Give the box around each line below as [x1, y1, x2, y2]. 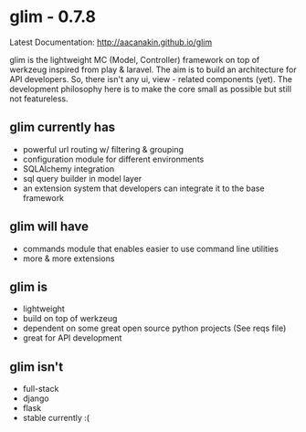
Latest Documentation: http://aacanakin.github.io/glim [9, 37, 213, 47]
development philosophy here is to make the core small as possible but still [9, 83, 292, 94]
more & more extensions [22, 253, 115, 264]
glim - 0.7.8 [9, 6, 97, 27]
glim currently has [9, 120, 116, 135]
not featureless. [9, 93, 69, 104]
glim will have [9, 219, 90, 235]
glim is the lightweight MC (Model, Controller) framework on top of [9, 54, 260, 65]
